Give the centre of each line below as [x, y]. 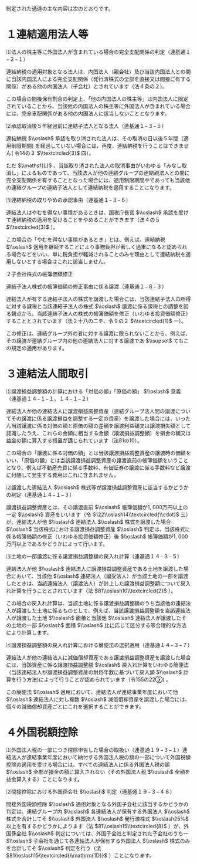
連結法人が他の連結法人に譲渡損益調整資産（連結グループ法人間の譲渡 [91, 411]
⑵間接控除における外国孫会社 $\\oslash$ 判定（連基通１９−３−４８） [91, 791]
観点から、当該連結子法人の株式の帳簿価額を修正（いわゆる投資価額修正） [101, 313]
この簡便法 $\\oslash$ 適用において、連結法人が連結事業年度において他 [92, 692]
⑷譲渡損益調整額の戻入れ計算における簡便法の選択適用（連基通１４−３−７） [99, 645]
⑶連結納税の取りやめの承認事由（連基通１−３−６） [69, 200]
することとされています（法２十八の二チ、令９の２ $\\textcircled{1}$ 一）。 [96, 321]
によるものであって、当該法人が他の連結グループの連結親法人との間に [106, 172]
